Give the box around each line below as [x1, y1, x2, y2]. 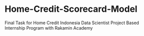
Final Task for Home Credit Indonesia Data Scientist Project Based [4, 20, 140, 26]
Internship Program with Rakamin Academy [4, 25, 93, 31]
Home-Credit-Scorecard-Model [4, 3, 138, 15]
